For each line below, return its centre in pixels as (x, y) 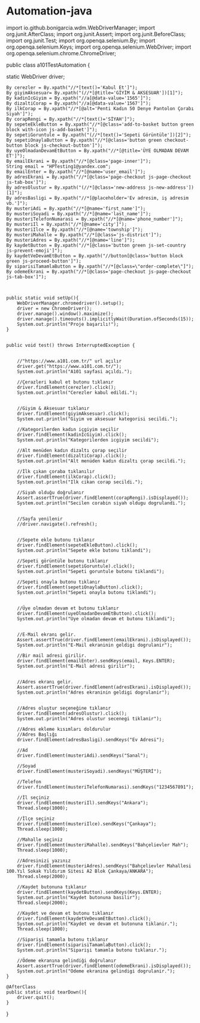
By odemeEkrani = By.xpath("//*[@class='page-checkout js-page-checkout (99, 272)
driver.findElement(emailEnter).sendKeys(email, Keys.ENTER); (96, 661)
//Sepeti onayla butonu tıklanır (59, 582)
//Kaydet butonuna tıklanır (52, 887)
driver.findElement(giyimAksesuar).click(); (73, 414)
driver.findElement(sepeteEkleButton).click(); (77, 545)
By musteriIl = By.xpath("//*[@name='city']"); (67, 224)
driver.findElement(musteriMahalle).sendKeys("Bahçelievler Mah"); (103, 845)
